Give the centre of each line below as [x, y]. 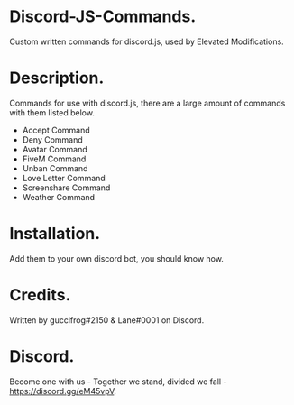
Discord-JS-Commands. [103, 17]
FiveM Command [54, 159]
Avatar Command [55, 149]
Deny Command [52, 139]
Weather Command [59, 197]
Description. [57, 78]
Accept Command [56, 130]
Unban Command [55, 168]
